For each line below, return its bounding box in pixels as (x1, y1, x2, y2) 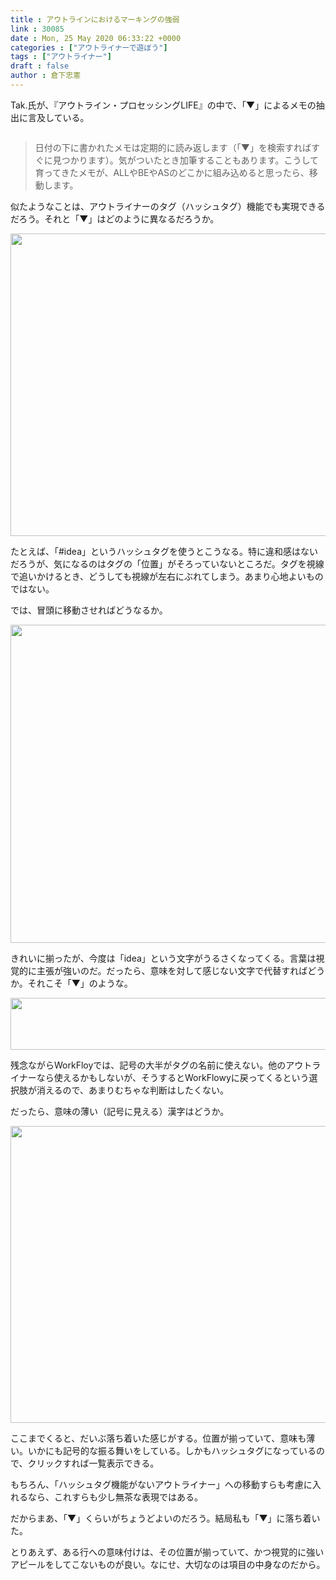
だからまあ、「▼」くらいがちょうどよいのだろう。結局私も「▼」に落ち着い (10, 1512, 321, 1524)
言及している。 (27, 111, 90, 123)
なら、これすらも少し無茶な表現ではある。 (27, 1491, 203, 1503)
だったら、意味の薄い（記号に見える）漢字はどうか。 (10, 1105, 230, 1117)
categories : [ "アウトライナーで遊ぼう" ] (10, 42, 168, 53)
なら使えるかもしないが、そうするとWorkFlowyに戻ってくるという (36, 1071, 310, 1083)
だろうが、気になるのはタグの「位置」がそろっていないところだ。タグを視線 (10, 557, 325, 570)
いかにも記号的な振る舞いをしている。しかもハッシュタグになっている (27, 1444, 317, 1456)
